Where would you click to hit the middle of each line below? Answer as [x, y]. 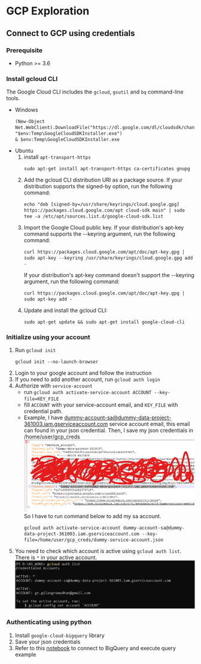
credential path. [43, 411]
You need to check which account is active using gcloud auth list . [98, 551]
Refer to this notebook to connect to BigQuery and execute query [95, 648]
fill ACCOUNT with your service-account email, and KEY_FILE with [101, 405]
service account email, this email [150, 424]
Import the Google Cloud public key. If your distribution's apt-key [104, 228]
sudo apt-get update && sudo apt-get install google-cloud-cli [104, 322]
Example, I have [43, 417]
